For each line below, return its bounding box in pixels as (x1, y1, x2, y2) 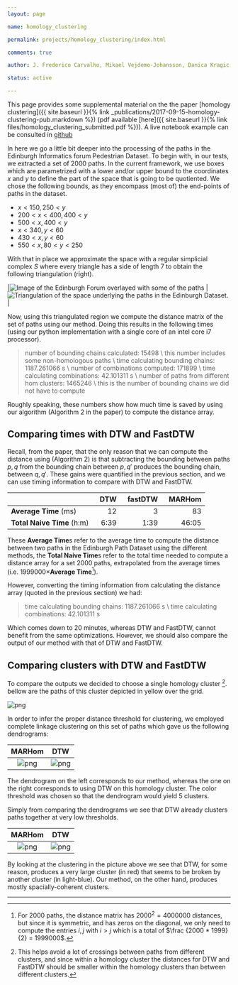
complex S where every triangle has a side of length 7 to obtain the (7, 262, 203, 271)
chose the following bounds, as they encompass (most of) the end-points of (7, 182, 230, 190)
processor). (7, 335, 41, 343)
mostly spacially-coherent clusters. (7, 882, 110, 891)
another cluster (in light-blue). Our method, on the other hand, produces (7, 875, 218, 883)
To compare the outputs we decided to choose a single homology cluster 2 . (7, 678, 227, 687)
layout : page (7, 10, 46, 18)
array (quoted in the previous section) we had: (7, 589, 142, 597)
